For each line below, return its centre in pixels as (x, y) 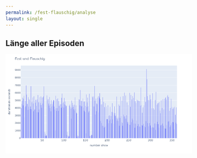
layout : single (24, 19)
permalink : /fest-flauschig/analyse (51, 12)
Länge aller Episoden (45, 43)
